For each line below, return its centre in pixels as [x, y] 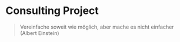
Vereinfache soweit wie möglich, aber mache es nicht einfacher [97, 27]
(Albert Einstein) [39, 33]
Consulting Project [52, 11]
